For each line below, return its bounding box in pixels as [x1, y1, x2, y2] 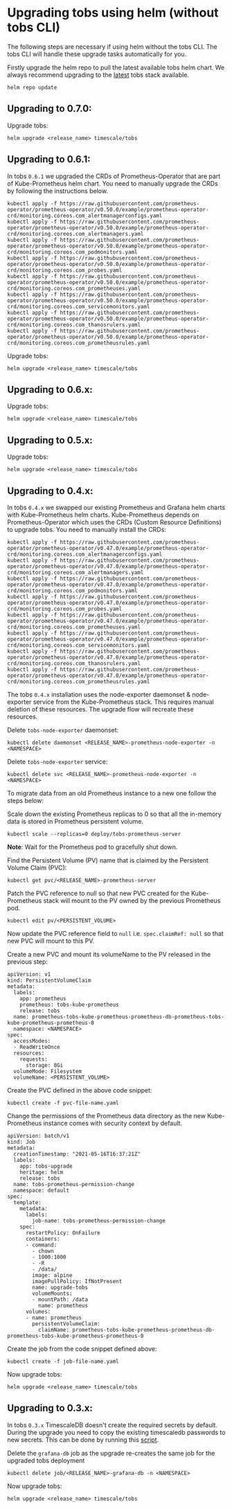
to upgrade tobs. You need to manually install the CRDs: [7, 525, 166, 533]
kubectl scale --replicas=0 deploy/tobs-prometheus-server [7, 831, 181, 838]
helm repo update [7, 84, 57, 91]
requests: [19, 1056, 48, 1063]
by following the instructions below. [7, 186, 109, 195]
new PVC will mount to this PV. [7, 937, 95, 945]
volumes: [25, 1308, 51, 1315]
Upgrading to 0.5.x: [7, 434, 93, 446]
